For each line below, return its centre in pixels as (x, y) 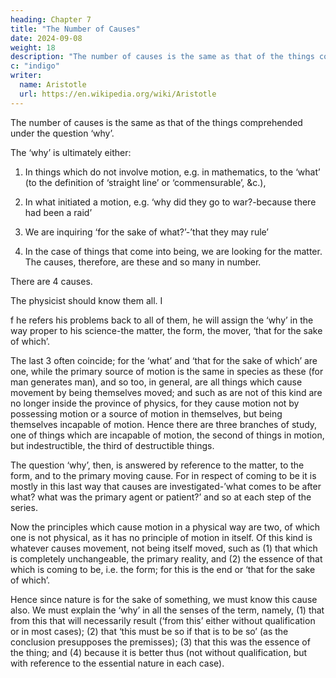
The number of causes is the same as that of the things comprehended (156, 122)
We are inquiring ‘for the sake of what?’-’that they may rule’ (147, 232)
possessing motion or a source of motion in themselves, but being (146, 413)
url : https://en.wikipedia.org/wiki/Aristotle (118, 94)
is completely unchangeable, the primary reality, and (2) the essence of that (166, 558)
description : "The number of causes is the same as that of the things (162, 57)
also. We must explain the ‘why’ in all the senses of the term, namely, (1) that (167, 610)
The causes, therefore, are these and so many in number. (143, 262)
